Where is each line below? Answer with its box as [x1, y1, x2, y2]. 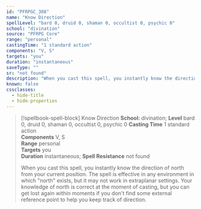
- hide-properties [11, 98, 58, 104]
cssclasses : [6, 87, 36, 93]
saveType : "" [6, 64, 39, 71]
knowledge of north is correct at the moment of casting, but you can [20, 183, 190, 190]
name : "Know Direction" [6, 14, 66, 20]
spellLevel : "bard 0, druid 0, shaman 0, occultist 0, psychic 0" [6, 20, 175, 26]
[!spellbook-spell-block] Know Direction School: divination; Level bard [20, 114, 195, 122]
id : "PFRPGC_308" [6, 8, 50, 15]
